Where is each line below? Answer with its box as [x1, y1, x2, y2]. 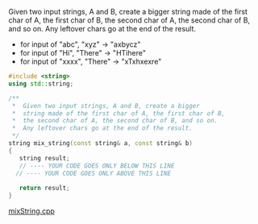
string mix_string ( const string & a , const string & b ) [8, 139, 193, 147]
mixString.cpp [8, 206, 55, 216]
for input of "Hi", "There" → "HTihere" [19, 48, 147, 57]
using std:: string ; [8, 80, 74, 88]
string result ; [19, 154, 70, 162]
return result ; [19, 185, 70, 193]
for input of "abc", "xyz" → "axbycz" [19, 39, 141, 49]
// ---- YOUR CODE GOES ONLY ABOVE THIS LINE [15, 169, 172, 177]
